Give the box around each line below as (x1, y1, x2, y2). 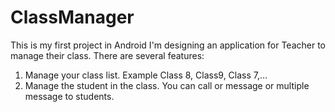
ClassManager (10, 6, 135, 29)
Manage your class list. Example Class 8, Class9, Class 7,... (24, 69, 268, 81)
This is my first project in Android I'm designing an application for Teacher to (10, 39, 326, 51)
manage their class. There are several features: (10, 49, 205, 61)
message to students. (24, 90, 115, 102)
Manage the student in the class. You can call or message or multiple (24, 79, 310, 91)
